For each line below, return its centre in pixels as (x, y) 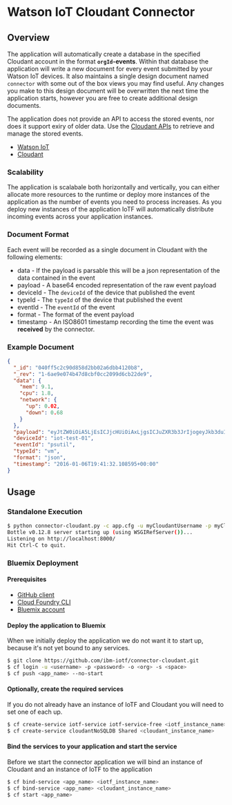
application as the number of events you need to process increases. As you (115, 202)
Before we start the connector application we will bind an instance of (105, 761)
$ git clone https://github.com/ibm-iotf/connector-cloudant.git (103, 661)
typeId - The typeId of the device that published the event (100, 300)
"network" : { (38, 400)
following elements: (35, 257)
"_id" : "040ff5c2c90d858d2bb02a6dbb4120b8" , (78, 368)
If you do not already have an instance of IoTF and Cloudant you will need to (116, 704)
